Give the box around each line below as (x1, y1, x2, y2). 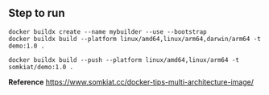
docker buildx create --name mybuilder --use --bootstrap (8, 27, 207, 35)
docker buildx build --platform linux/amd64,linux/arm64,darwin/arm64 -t (8, 35, 262, 43)
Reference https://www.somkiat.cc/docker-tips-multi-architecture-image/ (8, 76, 254, 87)
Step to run (8, 6, 65, 20)
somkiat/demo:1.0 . (8, 63, 74, 71)
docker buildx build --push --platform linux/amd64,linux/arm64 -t (8, 56, 240, 64)
